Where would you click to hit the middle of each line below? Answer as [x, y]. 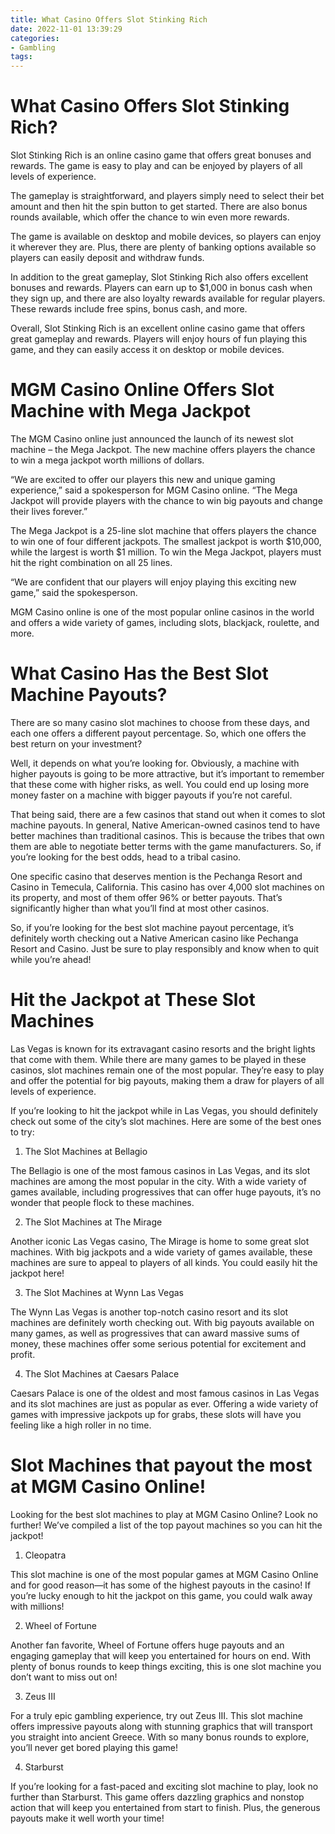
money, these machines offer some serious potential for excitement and [158, 1343]
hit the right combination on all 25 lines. [91, 562]
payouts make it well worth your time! [87, 1818]
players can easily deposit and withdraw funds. [107, 258]
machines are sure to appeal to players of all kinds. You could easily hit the [164, 1262]
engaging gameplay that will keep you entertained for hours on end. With [161, 1655]
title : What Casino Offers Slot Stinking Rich [109, 19]
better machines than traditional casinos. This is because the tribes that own [167, 835]
